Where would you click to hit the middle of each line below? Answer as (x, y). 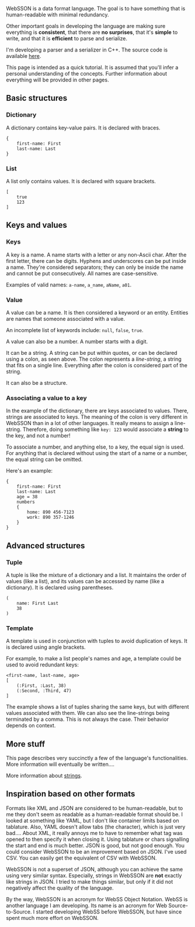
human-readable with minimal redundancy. (58, 15)
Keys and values (36, 225)
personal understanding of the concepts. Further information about (87, 73)
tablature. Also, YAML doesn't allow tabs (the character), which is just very (96, 827)
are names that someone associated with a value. (66, 319)
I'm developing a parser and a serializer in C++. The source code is (87, 50)
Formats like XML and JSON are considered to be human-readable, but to (95, 808)
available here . (24, 56)
